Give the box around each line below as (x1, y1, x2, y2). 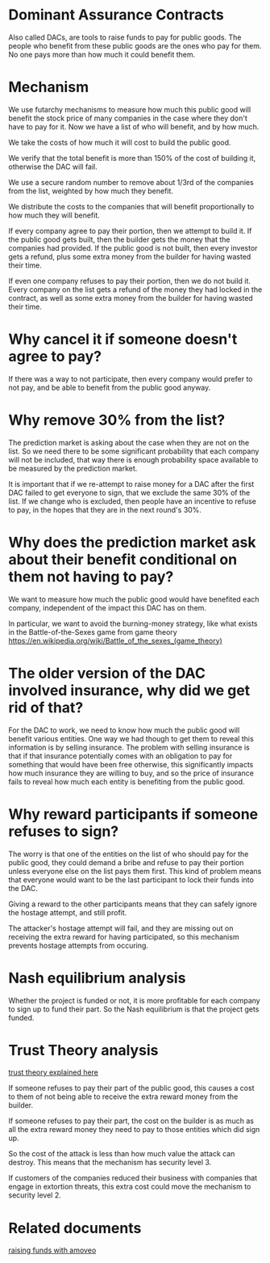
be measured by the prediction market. (8, 463, 138, 473)
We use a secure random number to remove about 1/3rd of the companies (8, 177, 254, 187)
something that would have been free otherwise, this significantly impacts (8, 759, 254, 769)
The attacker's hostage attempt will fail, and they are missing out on (8, 923, 234, 933)
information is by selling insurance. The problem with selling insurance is (8, 742, 250, 752)
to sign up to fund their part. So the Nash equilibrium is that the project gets (8, 1004, 260, 1014)
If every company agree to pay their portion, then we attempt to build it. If (8, 226, 252, 235)
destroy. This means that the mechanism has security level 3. (8, 1158, 212, 1168)
